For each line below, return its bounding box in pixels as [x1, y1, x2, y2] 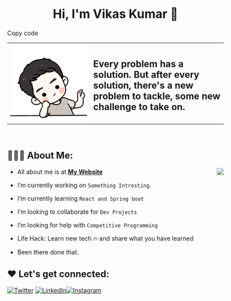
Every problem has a [93, 58, 184, 70]
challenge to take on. [93, 101, 186, 113]
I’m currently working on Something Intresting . [16, 181, 151, 190]
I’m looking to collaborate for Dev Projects [16, 208, 137, 216]
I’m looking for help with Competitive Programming [16, 221, 158, 230]
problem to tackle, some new [93, 91, 221, 102]
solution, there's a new [93, 80, 194, 91]
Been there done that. [16, 248, 79, 256]
